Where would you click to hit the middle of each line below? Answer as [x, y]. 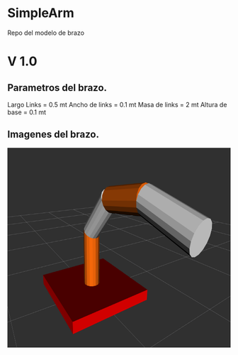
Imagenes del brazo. [53, 135]
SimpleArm [41, 13]
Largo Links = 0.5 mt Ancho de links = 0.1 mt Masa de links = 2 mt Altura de [117, 104]
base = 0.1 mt [27, 112]
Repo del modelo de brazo [46, 33]
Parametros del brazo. [57, 88]
